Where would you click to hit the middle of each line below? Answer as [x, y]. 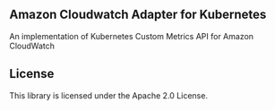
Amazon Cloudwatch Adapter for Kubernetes [138, 15]
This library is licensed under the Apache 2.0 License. [109, 95]
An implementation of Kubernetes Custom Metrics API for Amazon [131, 36]
